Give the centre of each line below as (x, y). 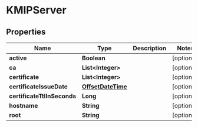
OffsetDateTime (105, 87)
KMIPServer (36, 10)
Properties (26, 32)
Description (150, 48)
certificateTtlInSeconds (43, 96)
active (18, 58)
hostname (24, 106)
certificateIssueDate (38, 87)
